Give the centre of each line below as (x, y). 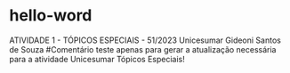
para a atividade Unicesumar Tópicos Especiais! (97, 59)
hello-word (51, 16)
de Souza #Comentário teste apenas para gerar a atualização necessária (143, 49)
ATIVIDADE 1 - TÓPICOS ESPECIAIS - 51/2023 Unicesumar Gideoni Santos (145, 40)
